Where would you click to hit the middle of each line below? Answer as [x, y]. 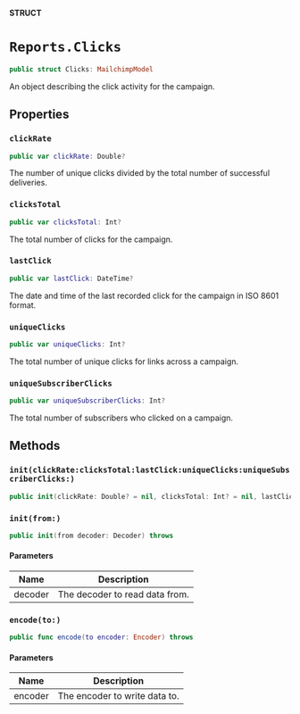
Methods [35, 446]
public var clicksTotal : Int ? [66, 222]
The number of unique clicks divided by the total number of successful [140, 173]
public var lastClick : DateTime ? [71, 278]
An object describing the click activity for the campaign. [112, 86]
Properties [39, 115]
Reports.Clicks [66, 48]
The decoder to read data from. [123, 594]
